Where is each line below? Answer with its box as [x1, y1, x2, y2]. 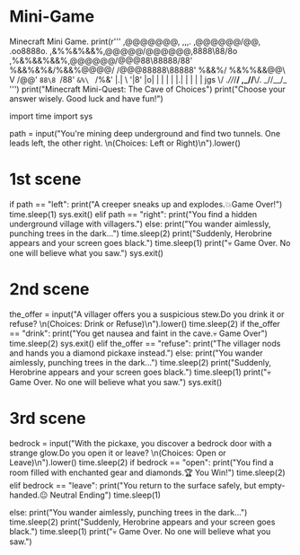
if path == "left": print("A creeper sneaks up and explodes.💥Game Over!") [9, 198, 283, 209]
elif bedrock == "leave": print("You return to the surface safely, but [9, 480, 257, 490]
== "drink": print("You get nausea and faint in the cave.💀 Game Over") [9, 328, 268, 339]
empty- [258, 480, 286, 490]
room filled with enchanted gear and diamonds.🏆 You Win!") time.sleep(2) [9, 467, 286, 478]
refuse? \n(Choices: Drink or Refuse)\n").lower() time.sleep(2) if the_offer [9, 318, 281, 329]
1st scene [9, 169, 82, 189]
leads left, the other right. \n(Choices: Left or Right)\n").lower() [9, 137, 241, 148]
